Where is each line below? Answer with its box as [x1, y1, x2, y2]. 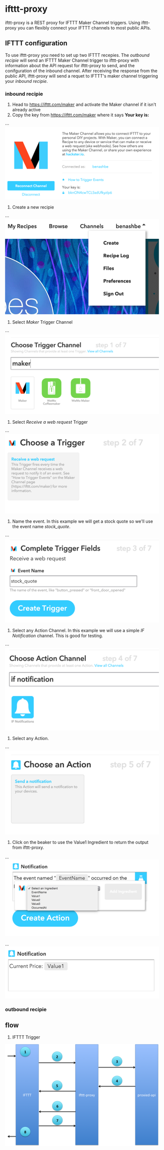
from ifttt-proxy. [12, 844, 44, 850]
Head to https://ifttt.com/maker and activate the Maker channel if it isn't [12, 102, 156, 107]
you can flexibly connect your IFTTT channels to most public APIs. [18, 25, 151, 30]
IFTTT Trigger [12, 1034, 41, 1040]
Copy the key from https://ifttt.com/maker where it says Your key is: [12, 112, 149, 118]
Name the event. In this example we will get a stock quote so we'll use [12, 518, 153, 524]
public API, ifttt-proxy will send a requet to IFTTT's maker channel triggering [5, 73, 158, 79]
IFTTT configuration [5, 39, 67, 48]
